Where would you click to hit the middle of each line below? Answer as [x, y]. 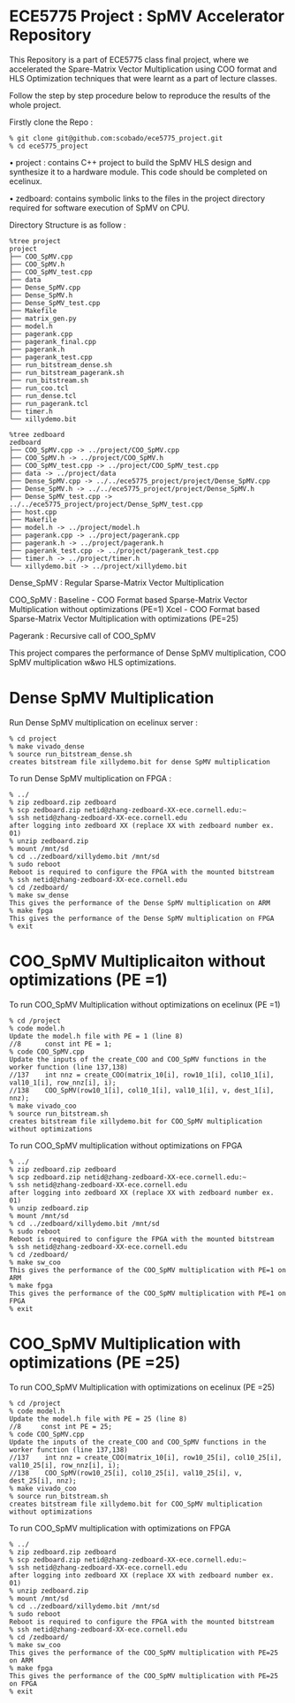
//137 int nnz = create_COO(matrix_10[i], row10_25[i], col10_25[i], [146, 1457]
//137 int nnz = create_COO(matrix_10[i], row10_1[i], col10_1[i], [142, 1075]
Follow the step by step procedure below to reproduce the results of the [140, 96]
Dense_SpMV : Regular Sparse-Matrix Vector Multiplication [117, 582]
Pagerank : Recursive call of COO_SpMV [83, 635]
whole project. [35, 104]
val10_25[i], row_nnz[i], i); [65, 1465]
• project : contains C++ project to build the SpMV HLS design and [130, 162]
